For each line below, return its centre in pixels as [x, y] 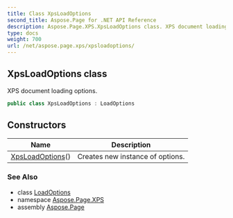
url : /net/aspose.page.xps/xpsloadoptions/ [71, 46]
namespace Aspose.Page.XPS [61, 199]
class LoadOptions [44, 192]
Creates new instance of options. [131, 156]
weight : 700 [24, 40]
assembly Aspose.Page [51, 207]
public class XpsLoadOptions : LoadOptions [71, 103]
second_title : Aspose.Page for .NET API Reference [82, 20]
